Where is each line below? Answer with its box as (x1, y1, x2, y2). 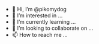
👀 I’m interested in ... (11, 12, 63, 19)
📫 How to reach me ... (11, 32, 68, 38)
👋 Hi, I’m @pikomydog (11, 6, 67, 12)
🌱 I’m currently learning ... (11, 18, 76, 25)
